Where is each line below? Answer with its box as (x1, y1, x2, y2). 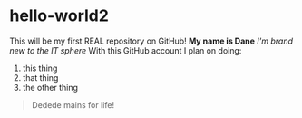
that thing (22, 72, 59, 83)
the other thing (22, 82, 79, 93)
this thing (22, 63, 58, 74)
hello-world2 (9, 5, 109, 26)
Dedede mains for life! (31, 99, 115, 110)
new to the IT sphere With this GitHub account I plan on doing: (9, 44, 242, 55)
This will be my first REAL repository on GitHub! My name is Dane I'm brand (9, 35, 293, 46)
